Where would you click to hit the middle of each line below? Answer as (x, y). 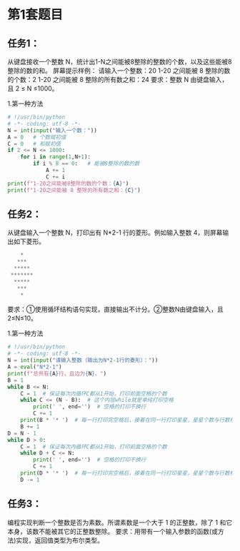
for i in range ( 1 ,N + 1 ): (56, 157)
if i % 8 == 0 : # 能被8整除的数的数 (86, 164)
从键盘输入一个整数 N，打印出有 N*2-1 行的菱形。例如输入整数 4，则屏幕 (115, 233)
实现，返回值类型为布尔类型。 (60, 540)
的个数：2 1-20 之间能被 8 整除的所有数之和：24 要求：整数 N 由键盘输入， (118, 80)
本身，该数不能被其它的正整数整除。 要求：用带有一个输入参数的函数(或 (113, 531)
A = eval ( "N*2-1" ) (35, 367)
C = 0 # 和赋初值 (34, 143)
